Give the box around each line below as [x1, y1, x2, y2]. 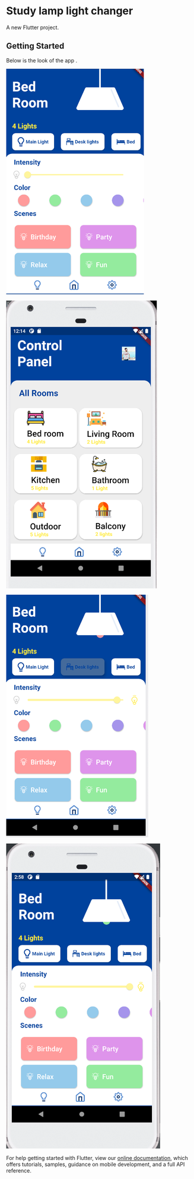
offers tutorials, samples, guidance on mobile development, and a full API [6, 1161, 185, 1168]
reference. [6, 1167, 31, 1174]
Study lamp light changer [6, 4, 133, 18]
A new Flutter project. [6, 24, 59, 31]
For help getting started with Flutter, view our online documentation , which [6, 1154, 189, 1161]
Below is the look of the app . [6, 56, 78, 64]
